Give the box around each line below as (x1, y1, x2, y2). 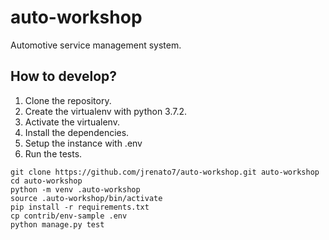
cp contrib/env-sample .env (10, 211, 128, 221)
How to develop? (10, 68, 118, 85)
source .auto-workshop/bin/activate (10, 193, 163, 203)
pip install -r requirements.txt (10, 202, 150, 212)
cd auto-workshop (10, 176, 83, 186)
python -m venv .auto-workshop (10, 184, 141, 195)
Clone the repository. (24, 94, 112, 106)
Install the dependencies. (24, 126, 130, 138)
